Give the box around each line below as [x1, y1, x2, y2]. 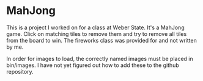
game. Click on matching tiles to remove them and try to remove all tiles [6, 30, 187, 37]
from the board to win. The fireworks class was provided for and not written [6, 37, 197, 44]
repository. [6, 68, 34, 75]
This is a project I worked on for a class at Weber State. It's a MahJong [6, 24, 185, 31]
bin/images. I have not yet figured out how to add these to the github [6, 62, 179, 69]
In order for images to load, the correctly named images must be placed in [6, 55, 194, 62]
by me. [6, 43, 24, 51]
